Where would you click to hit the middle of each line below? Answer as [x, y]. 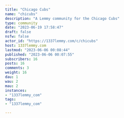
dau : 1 [12, 77]
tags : [10, 100]
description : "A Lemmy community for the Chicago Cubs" [62, 18]
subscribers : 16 [21, 59]
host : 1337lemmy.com [26, 45]
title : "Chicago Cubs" [28, 9]
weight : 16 [16, 73]
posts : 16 [15, 63]
